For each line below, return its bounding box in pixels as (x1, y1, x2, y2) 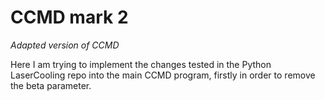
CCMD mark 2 (10, 6, 129, 29)
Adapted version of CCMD (10, 39, 120, 51)
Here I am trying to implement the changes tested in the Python (10, 58, 272, 70)
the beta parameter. (10, 79, 92, 91)
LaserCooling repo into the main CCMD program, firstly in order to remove (10, 69, 316, 81)
